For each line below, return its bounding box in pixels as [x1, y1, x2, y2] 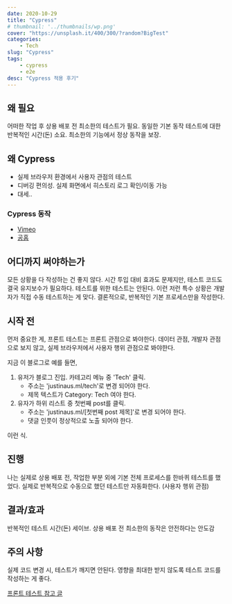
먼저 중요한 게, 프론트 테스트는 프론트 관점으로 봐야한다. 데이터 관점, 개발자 [7, 335, 208, 343]
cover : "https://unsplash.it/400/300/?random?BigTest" [7, 29, 169, 37]
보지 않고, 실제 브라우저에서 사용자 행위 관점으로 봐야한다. [19, 343, 175, 351]
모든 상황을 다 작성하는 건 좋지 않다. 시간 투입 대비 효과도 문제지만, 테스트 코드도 [7, 276, 223, 284]
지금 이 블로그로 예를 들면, [7, 358, 78, 367]
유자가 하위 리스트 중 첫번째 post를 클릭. [17, 399, 126, 407]
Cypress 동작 [7, 209, 51, 219]
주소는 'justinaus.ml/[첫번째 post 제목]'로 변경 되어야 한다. [27, 408, 186, 416]
